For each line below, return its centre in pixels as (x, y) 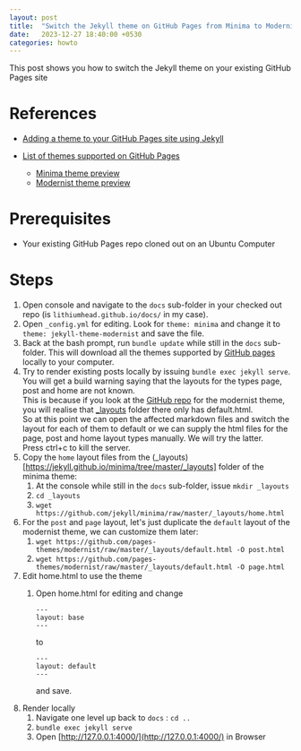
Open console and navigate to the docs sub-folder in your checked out (152, 305)
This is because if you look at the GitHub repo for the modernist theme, (153, 401)
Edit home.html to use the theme (82, 576)
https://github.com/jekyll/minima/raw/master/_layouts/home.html (160, 514)
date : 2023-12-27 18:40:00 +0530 (76, 34)
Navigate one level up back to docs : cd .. (113, 718)
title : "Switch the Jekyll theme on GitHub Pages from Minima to (136, 26)
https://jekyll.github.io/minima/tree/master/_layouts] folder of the (145, 467)
